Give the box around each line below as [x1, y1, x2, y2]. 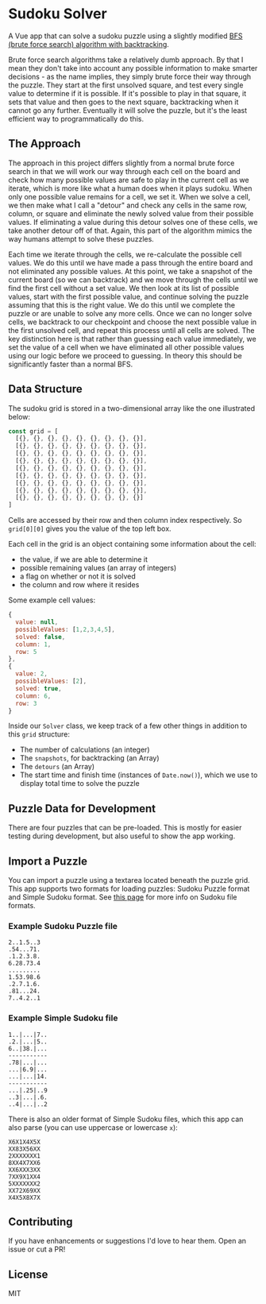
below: [8, 412, 30, 421]
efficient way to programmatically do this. [8, 114, 145, 123]
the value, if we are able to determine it [19, 555, 148, 564]
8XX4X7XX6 [8, 1159, 41, 1167]
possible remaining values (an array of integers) [19, 563, 177, 573]
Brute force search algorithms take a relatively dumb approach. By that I [8, 55, 244, 64]
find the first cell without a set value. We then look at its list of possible [8, 283, 240, 292]
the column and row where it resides [19, 580, 140, 590]
